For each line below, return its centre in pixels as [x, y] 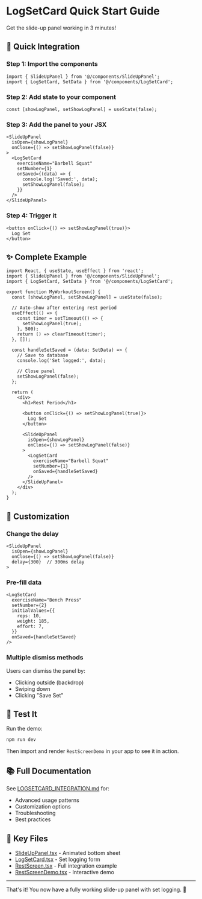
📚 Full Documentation [49, 771]
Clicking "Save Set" [39, 695]
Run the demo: [24, 729]
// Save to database [43, 355]
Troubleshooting [35, 813]
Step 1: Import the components [52, 64]
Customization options [43, 807]
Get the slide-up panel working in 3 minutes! [61, 28]
